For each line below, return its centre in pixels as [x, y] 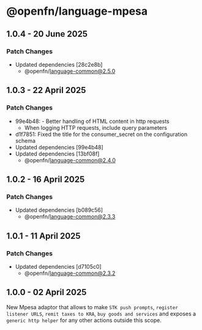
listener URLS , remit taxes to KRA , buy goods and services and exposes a [101, 313]
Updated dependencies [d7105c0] [58, 266]
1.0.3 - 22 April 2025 [46, 90]
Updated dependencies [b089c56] [59, 210]
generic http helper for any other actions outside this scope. [84, 320]
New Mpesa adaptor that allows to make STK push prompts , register [92, 307]
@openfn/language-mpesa [77, 11]
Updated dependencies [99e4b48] [59, 147]
